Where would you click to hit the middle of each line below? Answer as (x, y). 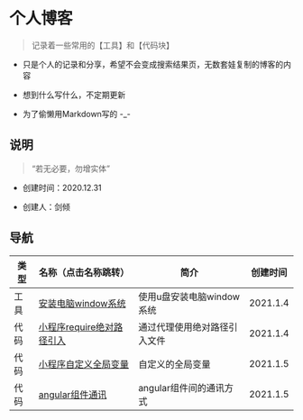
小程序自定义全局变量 (83, 364)
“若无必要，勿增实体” (71, 169)
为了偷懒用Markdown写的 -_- (76, 114)
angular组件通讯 (73, 395)
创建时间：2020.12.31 (62, 187)
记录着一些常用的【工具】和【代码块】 (102, 45)
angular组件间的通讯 (182, 388)
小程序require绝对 (76, 327)
